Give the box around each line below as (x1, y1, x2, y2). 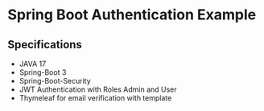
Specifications (7, 38, 82, 51)
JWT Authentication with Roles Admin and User (19, 84, 178, 94)
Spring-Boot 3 (19, 68, 67, 77)
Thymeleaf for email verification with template (19, 93, 172, 102)
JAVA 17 (19, 59, 47, 68)
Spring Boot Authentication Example (7, 6, 257, 24)
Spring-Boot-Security (19, 76, 92, 85)
